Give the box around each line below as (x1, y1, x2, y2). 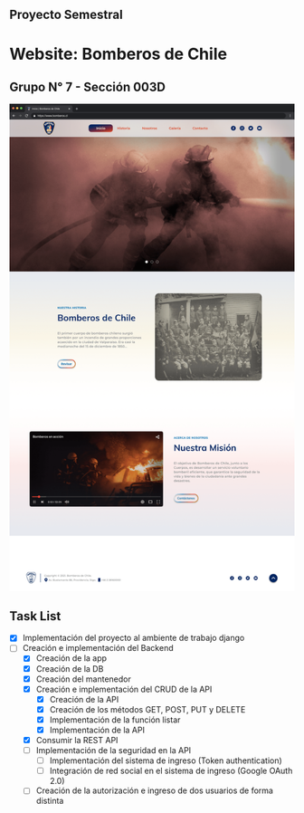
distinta (35, 796, 64, 807)
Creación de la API (49, 693, 119, 704)
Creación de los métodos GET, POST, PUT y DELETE (49, 703, 246, 714)
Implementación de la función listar (49, 714, 181, 725)
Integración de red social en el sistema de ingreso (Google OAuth (49, 765, 293, 777)
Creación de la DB (35, 663, 104, 674)
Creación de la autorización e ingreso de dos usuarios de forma (35, 785, 274, 796)
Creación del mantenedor (35, 674, 131, 684)
